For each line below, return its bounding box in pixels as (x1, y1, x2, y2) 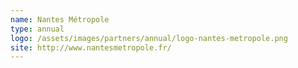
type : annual (10, 24, 65, 34)
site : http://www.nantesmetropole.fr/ (10, 42, 172, 53)
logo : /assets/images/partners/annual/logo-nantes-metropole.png (10, 33, 288, 43)
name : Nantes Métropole (10, 14, 110, 25)
